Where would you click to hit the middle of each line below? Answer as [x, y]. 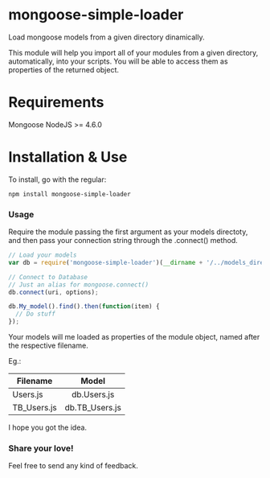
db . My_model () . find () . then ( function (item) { [84, 307]
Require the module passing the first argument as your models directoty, [128, 232]
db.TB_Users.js [93, 408]
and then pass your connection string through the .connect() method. [123, 241]
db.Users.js [93, 394]
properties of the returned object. [63, 69]
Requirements [56, 103]
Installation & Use [68, 157]
